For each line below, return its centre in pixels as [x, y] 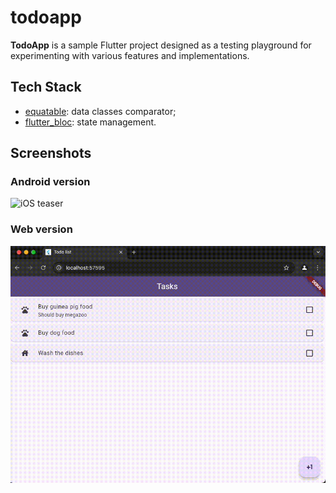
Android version [50, 182]
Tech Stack [46, 87]
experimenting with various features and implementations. [130, 55]
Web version [41, 229]
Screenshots [51, 153]
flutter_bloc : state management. [90, 122]
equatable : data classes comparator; [100, 111]
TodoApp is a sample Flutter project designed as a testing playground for [161, 45]
